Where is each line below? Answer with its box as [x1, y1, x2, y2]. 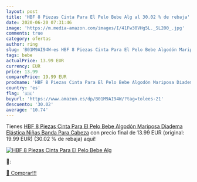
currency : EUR [6, 63, 41, 69]
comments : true [6, 31, 43, 36]
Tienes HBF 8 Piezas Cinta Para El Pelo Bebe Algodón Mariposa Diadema [6, 123, 183, 130]
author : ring [6, 42, 38, 48]
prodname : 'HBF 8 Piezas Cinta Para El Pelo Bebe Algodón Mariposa [6, 80, 175, 86]
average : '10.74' [6, 107, 49, 113]
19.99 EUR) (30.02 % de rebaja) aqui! [6, 136, 96, 143]
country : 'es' [6, 85, 41, 91]
